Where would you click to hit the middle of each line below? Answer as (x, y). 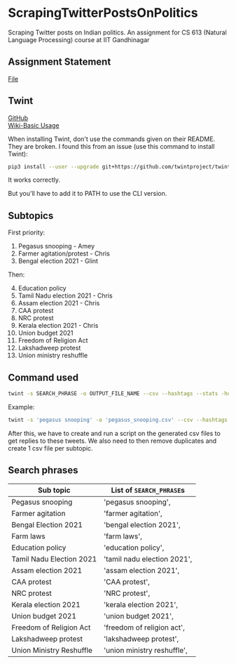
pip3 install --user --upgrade (54, 166)
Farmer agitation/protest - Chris (64, 253)
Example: (21, 407)
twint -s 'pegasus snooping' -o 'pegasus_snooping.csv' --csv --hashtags (118, 420)
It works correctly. (34, 180)
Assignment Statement (60, 62)
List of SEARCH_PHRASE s (148, 490)
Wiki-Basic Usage (34, 125)
